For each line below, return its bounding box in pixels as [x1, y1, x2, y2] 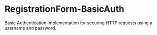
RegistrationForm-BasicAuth [4, 3, 125, 15]
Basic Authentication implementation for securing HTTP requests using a [4, 20, 153, 26]
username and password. [4, 25, 57, 31]
